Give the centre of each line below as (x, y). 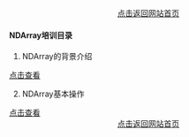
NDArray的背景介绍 (57, 57)
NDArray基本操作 (53, 94)
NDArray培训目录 (41, 35)
